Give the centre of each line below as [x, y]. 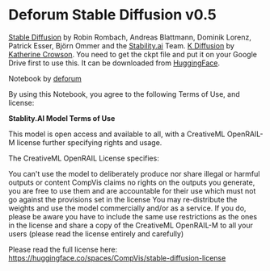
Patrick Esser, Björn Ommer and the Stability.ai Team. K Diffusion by [121, 45]
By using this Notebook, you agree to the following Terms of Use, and [124, 94]
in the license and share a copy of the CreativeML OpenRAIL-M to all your [131, 225]
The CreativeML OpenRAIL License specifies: [84, 158]
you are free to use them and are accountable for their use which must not [132, 190]
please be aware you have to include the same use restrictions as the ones [133, 216]
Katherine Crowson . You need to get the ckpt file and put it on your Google [133, 54]
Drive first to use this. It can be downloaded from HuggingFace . [114, 63]
